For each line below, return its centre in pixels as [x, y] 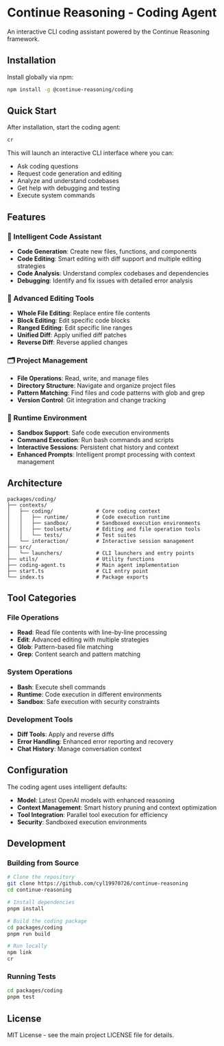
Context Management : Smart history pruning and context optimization [117, 807]
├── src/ [20, 547]
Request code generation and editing [69, 173]
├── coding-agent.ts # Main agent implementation [93, 565]
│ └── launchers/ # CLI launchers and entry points [101, 553]
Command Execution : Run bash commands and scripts [95, 439]
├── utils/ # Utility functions [81, 559]
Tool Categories [42, 598]
